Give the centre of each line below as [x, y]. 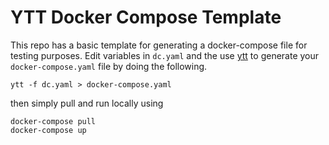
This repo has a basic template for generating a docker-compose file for [159, 45]
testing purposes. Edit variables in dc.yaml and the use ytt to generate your [165, 55]
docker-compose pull [53, 121]
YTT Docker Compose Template [146, 17]
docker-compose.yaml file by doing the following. [109, 66]
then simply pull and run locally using [87, 103]
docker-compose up [48, 130]
